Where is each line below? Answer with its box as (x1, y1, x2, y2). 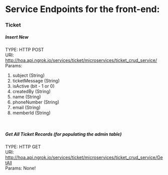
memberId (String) (12, 110, 51, 116)
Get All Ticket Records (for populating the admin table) (5, 131, 122, 137)
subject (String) (12, 72, 45, 78)
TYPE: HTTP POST (5, 47, 44, 53)
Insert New (5, 34, 29, 40)
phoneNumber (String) (12, 99, 59, 105)
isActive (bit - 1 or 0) (12, 83, 55, 89)
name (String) (12, 94, 41, 100)
